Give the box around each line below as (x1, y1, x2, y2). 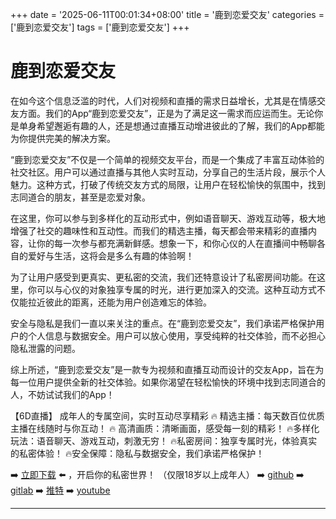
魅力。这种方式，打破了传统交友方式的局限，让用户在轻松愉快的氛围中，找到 (10, 178, 326, 190)
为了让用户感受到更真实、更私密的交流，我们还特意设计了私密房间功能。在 (10, 271, 317, 283)
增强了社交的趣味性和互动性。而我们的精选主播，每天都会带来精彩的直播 (10, 224, 308, 237)
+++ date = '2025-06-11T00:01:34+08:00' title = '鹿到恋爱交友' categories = (10, 9, 325, 20)
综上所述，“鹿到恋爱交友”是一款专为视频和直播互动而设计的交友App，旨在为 (10, 363, 325, 375)
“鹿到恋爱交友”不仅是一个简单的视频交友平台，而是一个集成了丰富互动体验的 (10, 153, 325, 165)
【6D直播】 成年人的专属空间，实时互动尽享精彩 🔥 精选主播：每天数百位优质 (10, 409, 325, 422)
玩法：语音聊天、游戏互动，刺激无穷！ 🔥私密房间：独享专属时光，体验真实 (10, 434, 318, 447)
